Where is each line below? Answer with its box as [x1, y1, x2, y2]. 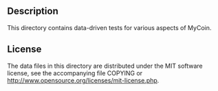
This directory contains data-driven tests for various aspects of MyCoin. [7, 23, 212, 31]
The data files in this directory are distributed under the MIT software [7, 62, 203, 70]
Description [7, 5, 58, 17]
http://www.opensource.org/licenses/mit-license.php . [7, 76, 160, 84]
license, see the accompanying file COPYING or [7, 68, 143, 77]
